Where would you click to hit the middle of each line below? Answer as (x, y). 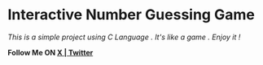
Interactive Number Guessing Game (131, 15)
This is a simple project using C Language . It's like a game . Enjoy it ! (124, 37)
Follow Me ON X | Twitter (50, 52)
